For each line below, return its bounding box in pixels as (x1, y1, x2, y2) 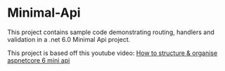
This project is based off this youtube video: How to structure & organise (7, 49, 218, 57)
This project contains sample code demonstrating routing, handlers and (7, 28, 214, 36)
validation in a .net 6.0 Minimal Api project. (7, 35, 131, 43)
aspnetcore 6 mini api (7, 56, 70, 64)
